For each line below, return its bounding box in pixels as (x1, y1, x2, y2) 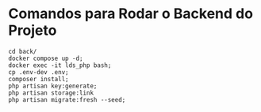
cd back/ (8, 47, 37, 55)
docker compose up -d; (8, 54, 83, 62)
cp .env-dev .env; (8, 68, 69, 76)
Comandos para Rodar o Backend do (8, 5, 254, 23)
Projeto (8, 21, 57, 39)
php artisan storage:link (8, 88, 94, 97)
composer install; (8, 75, 69, 83)
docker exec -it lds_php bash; (8, 61, 112, 69)
